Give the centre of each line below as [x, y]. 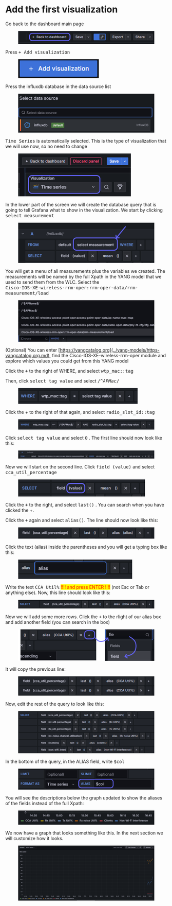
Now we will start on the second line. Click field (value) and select [80, 467]
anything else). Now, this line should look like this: [58, 593]
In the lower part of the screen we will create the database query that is [81, 204]
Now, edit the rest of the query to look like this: [55, 704]
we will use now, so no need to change [46, 146]
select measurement [30, 215]
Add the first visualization [62, 10]
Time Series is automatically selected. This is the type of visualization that [86, 141]
